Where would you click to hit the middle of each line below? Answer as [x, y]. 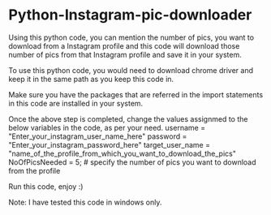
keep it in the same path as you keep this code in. [91, 79]
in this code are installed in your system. [76, 103]
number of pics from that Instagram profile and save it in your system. [125, 54]
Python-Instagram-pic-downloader [130, 15]
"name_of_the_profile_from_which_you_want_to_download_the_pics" [123, 153]
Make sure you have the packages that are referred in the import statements [136, 94]
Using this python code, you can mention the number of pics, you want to [131, 37]
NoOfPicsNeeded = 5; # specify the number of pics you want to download [133, 162]
